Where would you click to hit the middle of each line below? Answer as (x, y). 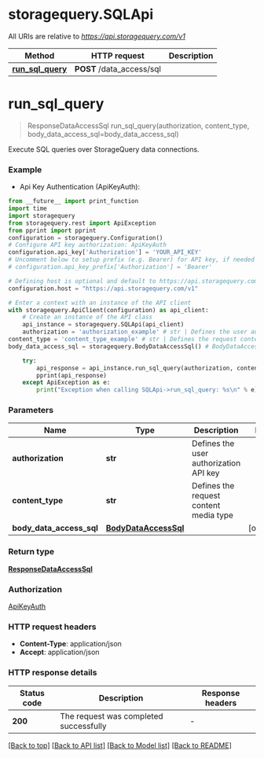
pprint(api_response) (72, 375)
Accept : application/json (59, 652)
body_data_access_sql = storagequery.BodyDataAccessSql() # (109, 346)
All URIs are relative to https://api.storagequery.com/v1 (97, 36)
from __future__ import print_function (73, 201)
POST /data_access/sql (117, 68)
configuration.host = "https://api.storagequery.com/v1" (103, 289)
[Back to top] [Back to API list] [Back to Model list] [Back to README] (120, 745)
